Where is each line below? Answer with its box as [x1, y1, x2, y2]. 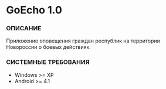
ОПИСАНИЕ [6, 24, 42, 33]
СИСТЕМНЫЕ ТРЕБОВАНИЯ [6, 58, 90, 66]
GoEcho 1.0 [6, 3, 63, 17]
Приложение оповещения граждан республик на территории [6, 37, 160, 44]
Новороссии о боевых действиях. [6, 44, 91, 51]
